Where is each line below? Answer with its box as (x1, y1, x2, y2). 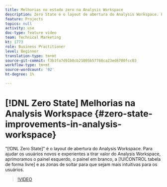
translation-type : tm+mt (5, 53, 57, 59)
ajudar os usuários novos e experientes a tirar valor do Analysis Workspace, (5, 151, 161, 157)
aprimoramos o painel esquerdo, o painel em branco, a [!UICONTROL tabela (5, 156, 161, 162)
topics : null (5, 21, 32, 26)
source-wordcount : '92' (5, 67, 55, 72)
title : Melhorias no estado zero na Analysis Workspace (5, 7, 123, 12)
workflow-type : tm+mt (5, 62, 50, 67)
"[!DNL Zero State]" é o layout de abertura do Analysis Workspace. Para (5, 145, 153, 151)
